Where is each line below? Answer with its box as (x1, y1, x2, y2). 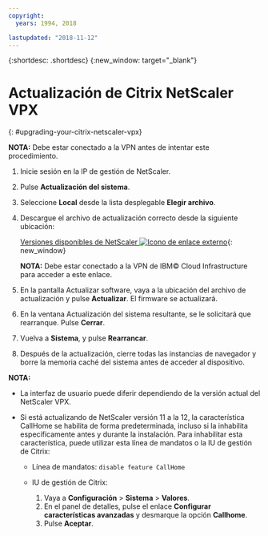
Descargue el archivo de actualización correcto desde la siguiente (19, 213, 238, 223)
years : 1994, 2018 (15, 19, 78, 27)
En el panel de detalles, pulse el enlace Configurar (43, 502, 212, 511)
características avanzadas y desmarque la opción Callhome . (43, 510, 248, 520)
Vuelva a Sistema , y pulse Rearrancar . (19, 333, 149, 343)
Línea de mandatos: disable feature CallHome (31, 462, 186, 472)
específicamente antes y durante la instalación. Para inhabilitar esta (19, 429, 243, 439)
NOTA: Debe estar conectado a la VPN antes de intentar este (8, 143, 210, 152)
